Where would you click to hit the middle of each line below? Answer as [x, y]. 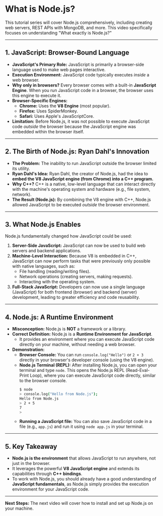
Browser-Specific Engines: [40, 100]
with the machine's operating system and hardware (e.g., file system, [81, 189]
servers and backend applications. [47, 251]
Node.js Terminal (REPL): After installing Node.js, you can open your [88, 365]
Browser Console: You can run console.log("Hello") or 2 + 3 [81, 355]
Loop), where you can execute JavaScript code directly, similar [93, 375]
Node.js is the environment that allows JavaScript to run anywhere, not [84, 458]
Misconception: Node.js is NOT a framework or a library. [69, 329]
